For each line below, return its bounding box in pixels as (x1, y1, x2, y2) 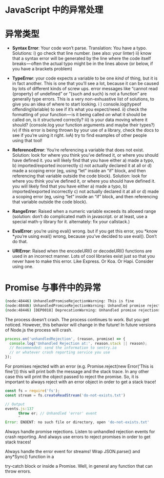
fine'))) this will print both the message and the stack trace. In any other (5, 369, 149, 374)
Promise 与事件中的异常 (5, 282, 102, 293)
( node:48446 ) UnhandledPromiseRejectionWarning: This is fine (5, 299, 134, 304)
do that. (12, 239, 28, 245)
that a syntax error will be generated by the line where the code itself (12, 56, 151, 62)
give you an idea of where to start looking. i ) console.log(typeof (12, 101, 142, 107)
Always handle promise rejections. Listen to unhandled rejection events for (5, 429, 155, 435)
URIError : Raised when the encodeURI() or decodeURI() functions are (12, 248, 152, 254)
